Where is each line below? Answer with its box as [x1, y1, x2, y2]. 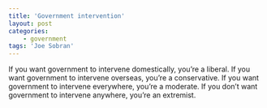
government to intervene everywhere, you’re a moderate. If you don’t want [8, 82, 258, 92]
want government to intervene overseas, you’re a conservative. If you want [8, 73, 260, 83]
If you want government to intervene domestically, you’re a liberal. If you [8, 64, 251, 74]
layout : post [8, 19, 53, 28]
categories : [8, 27, 49, 35]
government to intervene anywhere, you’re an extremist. [8, 90, 196, 100]
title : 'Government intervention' [8, 11, 126, 20]
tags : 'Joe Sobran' [8, 42, 75, 50]
